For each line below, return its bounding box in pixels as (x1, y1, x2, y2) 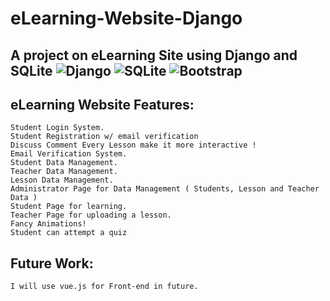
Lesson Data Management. (10, 175, 114, 186)
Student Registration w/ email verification (10, 132, 199, 142)
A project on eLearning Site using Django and (10, 47, 298, 64)
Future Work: (10, 255, 94, 272)
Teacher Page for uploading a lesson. (10, 210, 172, 221)
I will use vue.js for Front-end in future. (10, 282, 199, 292)
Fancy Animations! (10, 219, 87, 229)
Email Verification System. (10, 149, 128, 159)
